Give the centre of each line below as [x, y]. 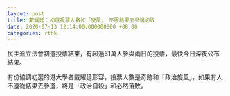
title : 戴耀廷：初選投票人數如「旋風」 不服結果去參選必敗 [81, 20]
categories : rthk [32, 33]
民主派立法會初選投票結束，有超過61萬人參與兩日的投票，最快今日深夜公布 [114, 54]
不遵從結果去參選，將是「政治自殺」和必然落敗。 [77, 86]
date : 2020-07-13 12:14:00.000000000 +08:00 [72, 26]
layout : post [26, 14]
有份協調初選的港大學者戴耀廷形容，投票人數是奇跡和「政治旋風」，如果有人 [115, 77]
